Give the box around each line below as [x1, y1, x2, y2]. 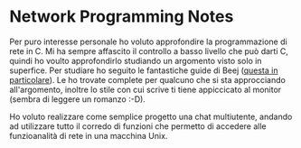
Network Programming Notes [9, 6, 234, 27]
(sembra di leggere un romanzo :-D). [9, 93, 146, 105]
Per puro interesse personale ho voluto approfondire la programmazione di [9, 36, 287, 47]
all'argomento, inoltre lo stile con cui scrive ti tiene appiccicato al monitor [9, 84, 282, 95]
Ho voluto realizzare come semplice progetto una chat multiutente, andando [9, 111, 293, 122]
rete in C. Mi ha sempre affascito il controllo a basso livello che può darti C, [9, 45, 289, 56]
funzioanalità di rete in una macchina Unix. [9, 130, 168, 141]
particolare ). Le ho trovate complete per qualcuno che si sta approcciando [9, 74, 287, 85]
